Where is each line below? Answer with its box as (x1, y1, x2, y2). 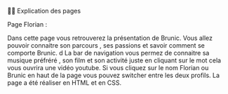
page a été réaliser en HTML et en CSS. (7, 79, 122, 87)
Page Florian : (7, 20, 48, 28)
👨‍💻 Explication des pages (7, 7, 81, 15)
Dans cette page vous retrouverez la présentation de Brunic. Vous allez (7, 34, 213, 42)
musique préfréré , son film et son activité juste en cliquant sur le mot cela (7, 56, 222, 65)
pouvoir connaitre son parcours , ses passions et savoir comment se (7, 41, 205, 49)
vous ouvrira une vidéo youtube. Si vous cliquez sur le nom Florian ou (7, 64, 209, 72)
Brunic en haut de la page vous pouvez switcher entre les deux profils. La (7, 71, 220, 79)
